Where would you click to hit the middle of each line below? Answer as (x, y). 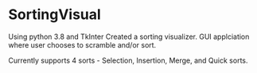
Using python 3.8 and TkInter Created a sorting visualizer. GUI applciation (129, 36)
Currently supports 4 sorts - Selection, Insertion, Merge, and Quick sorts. (128, 60)
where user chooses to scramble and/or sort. (82, 44)
